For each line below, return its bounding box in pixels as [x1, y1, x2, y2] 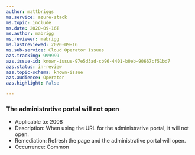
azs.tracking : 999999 [6, 53, 60, 59]
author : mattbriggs [6, 8, 54, 15]
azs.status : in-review [6, 63, 62, 70]
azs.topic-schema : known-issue [6, 69, 83, 75]
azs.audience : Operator [6, 75, 65, 80]
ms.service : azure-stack [6, 14, 67, 20]
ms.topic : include [6, 20, 51, 25]
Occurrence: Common [14, 143, 69, 151]
